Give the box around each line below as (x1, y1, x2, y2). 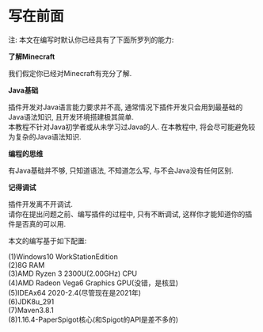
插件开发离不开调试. (8, 199, 74, 208)
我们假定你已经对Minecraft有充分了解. (8, 68, 132, 78)
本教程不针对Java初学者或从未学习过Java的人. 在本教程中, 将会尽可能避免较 (8, 122, 256, 132)
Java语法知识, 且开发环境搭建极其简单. (8, 112, 135, 121)
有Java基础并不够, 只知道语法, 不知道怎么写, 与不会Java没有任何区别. (8, 166, 234, 175)
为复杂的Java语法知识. (8, 132, 82, 141)
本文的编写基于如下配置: (8, 235, 87, 246)
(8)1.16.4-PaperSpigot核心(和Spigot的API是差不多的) (8, 315, 179, 324)
